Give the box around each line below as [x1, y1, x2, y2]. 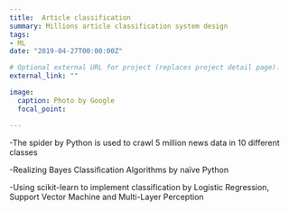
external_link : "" [9, 71, 79, 81]
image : [9, 87, 34, 96]
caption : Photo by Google [17, 96, 116, 105]
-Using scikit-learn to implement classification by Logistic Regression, [9, 181, 269, 192]
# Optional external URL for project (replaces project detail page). [9, 63, 281, 72]
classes [9, 146, 38, 158]
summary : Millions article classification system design [9, 22, 228, 31]
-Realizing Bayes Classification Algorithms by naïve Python [9, 164, 228, 175]
